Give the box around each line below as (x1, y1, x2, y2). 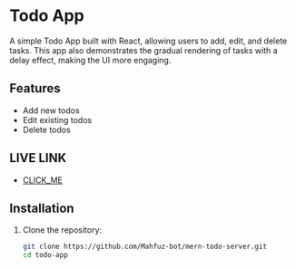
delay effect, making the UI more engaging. (9, 54, 172, 65)
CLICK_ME (22, 174, 64, 186)
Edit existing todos (22, 114, 93, 125)
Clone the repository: (22, 225, 103, 235)
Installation (9, 200, 74, 215)
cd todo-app (22, 251, 68, 260)
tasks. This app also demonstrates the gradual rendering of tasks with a (9, 44, 279, 55)
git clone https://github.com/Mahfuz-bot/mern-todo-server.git (22, 242, 268, 252)
